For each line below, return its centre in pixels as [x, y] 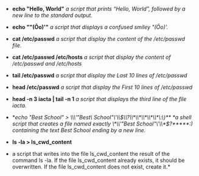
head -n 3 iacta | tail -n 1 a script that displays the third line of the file [99, 99]
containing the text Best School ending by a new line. [79, 130]
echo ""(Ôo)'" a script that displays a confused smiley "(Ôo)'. [90, 27]
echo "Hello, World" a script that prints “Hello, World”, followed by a [99, 9]
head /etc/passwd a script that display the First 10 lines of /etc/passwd [102, 87]
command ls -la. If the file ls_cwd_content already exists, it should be [98, 160]
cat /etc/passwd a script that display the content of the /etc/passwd [99, 39]
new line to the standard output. [52, 15]
